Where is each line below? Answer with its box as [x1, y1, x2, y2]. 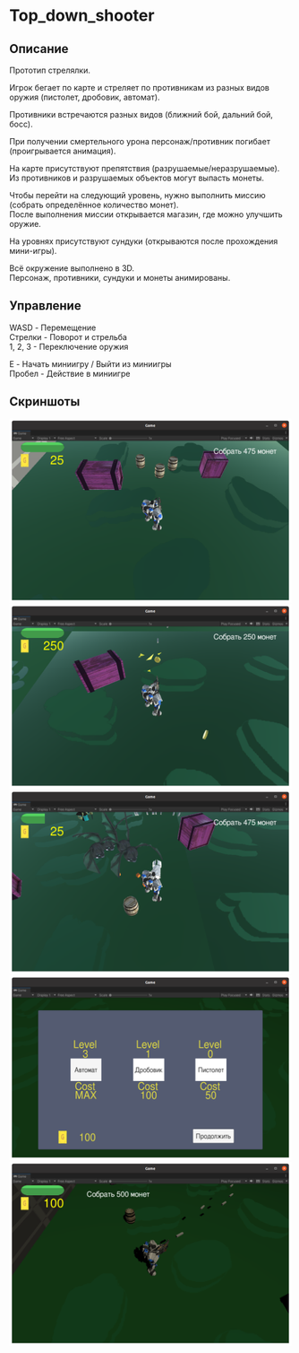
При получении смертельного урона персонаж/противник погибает [9, 136, 271, 146]
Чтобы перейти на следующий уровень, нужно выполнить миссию [9, 190, 266, 200]
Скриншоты [9, 394, 81, 409]
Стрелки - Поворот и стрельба [9, 331, 128, 342]
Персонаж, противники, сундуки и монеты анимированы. [9, 273, 231, 283]
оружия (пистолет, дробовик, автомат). [9, 92, 160, 102]
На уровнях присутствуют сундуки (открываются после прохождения [9, 236, 278, 247]
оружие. [9, 219, 42, 229]
